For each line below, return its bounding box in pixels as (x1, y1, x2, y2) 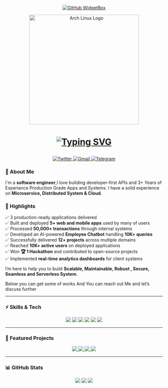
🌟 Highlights (5, 203, 36, 210)
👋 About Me (5, 168, 34, 175)
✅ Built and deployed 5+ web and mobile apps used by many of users (5, 220, 150, 226)
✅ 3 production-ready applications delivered (5, 214, 97, 220)
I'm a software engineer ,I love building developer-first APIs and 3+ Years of (5, 179, 162, 185)
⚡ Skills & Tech (5, 303, 41, 310)
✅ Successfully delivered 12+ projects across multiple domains (5, 237, 136, 243)
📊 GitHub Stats (5, 364, 43, 371)
